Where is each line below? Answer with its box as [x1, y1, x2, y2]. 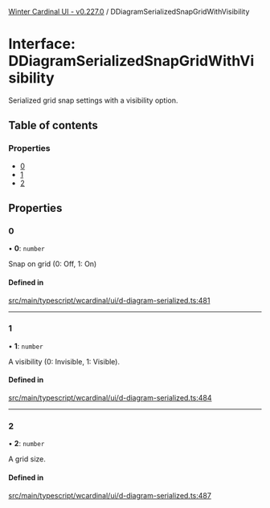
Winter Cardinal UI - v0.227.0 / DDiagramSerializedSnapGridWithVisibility [8, 7, 250, 16]
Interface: [8, 35, 76, 53]
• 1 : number [8, 341, 43, 351]
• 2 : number [8, 439, 45, 449]
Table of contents [8, 119, 98, 132]
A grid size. [8, 454, 46, 464]
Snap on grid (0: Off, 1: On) [8, 259, 97, 269]
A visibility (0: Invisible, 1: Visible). [8, 356, 121, 366]
